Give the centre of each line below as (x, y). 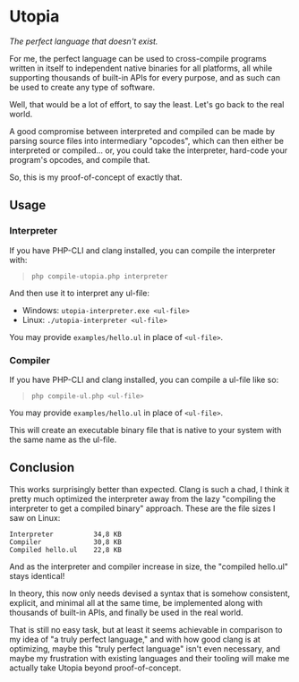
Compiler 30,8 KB (66, 542)
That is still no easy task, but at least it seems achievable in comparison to (146, 629)
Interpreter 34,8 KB (66, 534)
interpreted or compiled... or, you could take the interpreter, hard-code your (149, 150)
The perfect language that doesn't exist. (84, 41)
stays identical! (37, 575)
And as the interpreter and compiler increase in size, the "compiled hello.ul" (149, 567)
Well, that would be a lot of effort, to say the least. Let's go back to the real (147, 104)
